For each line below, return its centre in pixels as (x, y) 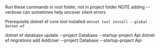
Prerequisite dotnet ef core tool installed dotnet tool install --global (76, 22)
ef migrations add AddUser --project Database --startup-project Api (73, 40)
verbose (13, 12)
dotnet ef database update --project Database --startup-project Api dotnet (80, 35)
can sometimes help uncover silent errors (64, 12)
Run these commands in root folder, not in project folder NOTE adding (75, 7)
